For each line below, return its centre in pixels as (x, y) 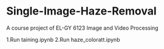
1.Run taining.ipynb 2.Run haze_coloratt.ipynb (63, 39)
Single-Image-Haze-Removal (81, 11)
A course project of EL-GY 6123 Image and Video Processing (83, 28)
